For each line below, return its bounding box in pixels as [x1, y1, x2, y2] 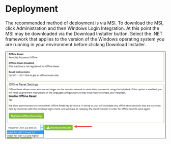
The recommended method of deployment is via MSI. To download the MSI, [5, 20, 164, 26]
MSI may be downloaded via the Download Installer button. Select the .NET [5, 30, 163, 37]
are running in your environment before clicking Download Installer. [5, 41, 147, 47]
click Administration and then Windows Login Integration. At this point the [5, 25, 159, 31]
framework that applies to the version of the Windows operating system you [5, 36, 165, 42]
